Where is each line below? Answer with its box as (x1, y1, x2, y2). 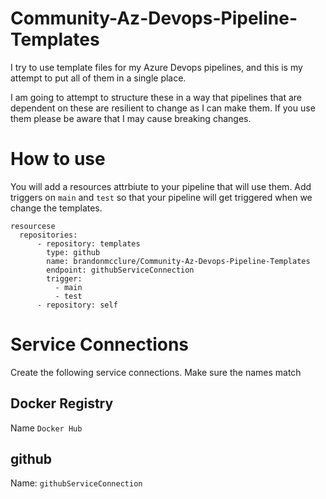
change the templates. (10, 202, 103, 214)
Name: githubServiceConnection (10, 477, 143, 489)
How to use (10, 148, 106, 171)
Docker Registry (10, 395, 114, 412)
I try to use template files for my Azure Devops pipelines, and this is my (10, 61, 303, 73)
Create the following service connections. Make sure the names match (10, 366, 302, 378)
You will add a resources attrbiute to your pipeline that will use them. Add (10, 180, 312, 192)
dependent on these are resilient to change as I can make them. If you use (10, 102, 316, 114)
